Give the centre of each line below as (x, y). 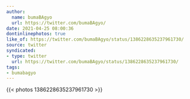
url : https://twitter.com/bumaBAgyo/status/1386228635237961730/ (95, 61)
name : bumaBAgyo (32, 17)
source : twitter (26, 45)
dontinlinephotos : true (36, 34)
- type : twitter (26, 56)
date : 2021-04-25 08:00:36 (40, 28)
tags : (13, 67)
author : (16, 12)
